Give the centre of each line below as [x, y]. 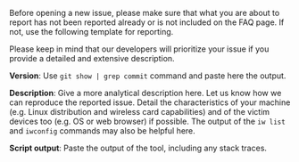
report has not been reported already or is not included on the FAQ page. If [147, 22]
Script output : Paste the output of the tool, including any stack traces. [138, 148]
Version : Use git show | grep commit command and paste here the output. [148, 76]
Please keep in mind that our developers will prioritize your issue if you [139, 49]
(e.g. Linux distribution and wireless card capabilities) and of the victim [140, 112]
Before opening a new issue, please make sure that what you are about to [145, 13]
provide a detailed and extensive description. [92, 58]
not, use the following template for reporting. [91, 32]
